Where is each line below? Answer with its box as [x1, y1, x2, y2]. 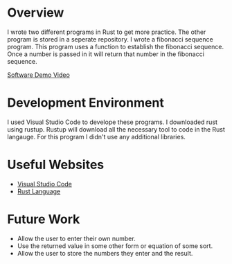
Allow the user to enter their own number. [17, 234, 136, 243]
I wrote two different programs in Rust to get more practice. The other [7, 28, 206, 36]
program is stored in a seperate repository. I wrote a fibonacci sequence [7, 35, 213, 43]
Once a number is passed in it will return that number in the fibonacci [7, 50, 204, 58]
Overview [7, 5, 64, 21]
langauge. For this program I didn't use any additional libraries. [7, 132, 186, 141]
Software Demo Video [7, 71, 71, 79]
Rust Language [17, 187, 61, 195]
